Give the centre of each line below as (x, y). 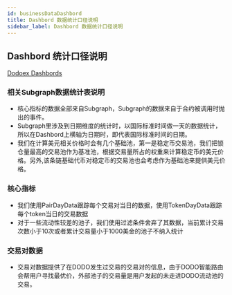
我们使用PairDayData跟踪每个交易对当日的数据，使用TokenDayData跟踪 (119, 205)
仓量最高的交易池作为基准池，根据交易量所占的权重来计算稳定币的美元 (117, 152)
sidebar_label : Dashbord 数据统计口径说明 (65, 26)
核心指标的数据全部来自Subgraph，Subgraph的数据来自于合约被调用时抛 (121, 108)
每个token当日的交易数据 (53, 213)
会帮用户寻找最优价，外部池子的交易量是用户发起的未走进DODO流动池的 (120, 276)
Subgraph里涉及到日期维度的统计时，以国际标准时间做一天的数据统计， (119, 126)
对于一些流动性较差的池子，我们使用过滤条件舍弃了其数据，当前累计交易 (120, 222)
